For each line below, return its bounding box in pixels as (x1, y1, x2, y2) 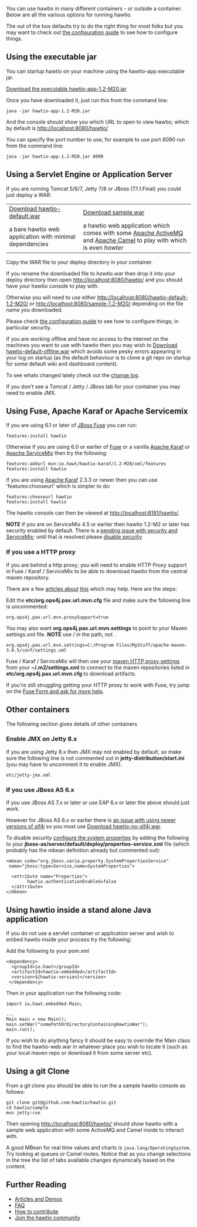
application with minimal (9, 232, 76, 240)
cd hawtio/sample (6, 1104, 49, 1111)
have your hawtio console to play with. (6, 282, 99, 290)
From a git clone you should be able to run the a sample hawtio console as (6, 1082, 186, 1089)
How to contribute (14, 1208, 59, 1215)
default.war (9, 211, 40, 220)
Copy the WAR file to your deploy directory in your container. (6, 258, 154, 265)
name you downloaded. (6, 306, 63, 313)
